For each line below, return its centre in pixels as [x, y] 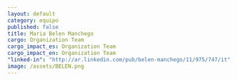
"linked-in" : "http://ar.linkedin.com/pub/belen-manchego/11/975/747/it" [119, 60]
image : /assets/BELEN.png [46, 66]
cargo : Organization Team [46, 40]
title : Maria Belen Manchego [51, 33]
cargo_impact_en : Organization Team [62, 54]
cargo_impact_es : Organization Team [62, 46]
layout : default [31, 14]
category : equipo [33, 20]
